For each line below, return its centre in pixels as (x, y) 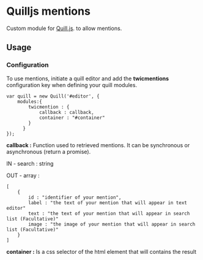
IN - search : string (30, 163)
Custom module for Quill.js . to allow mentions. (64, 28)
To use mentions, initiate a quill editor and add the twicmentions (88, 78)
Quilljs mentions (48, 11)
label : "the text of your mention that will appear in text (108, 203)
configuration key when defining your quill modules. (72, 85)
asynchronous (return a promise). (49, 151)
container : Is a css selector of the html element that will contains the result (102, 251)
